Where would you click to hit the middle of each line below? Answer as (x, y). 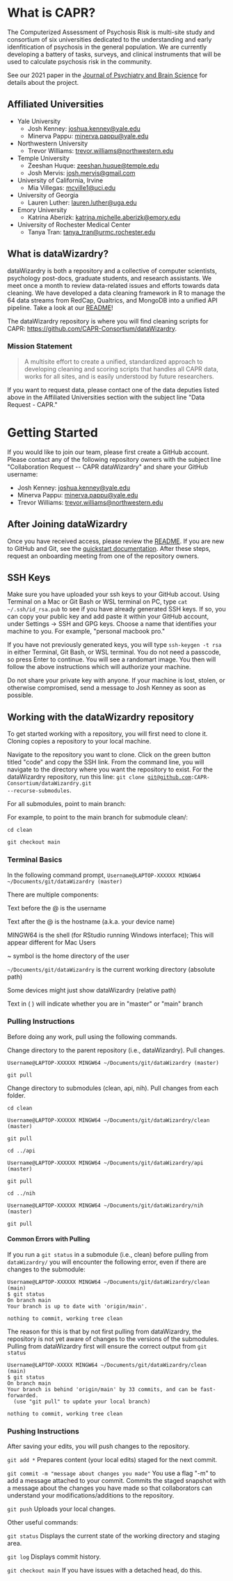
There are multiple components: (53, 894)
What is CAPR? (51, 13)
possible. (20, 695)
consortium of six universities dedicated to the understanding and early (110, 39)
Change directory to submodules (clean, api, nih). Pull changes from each (113, 1088)
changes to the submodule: (46, 1269)
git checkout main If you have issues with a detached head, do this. (105, 1571)
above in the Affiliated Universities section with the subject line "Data (106, 397)
